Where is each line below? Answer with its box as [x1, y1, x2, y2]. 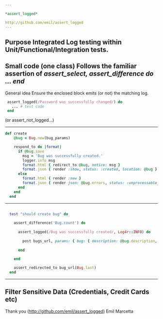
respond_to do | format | [14, 144, 62, 149]
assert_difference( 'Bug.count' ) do [14, 221, 86, 225]
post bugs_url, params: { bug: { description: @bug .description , [22, 239, 158, 243]
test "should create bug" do [9, 211, 68, 216]
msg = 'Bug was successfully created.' [22, 153, 103, 158]
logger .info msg [22, 158, 55, 163]
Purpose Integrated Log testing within [5, 38, 122, 46]
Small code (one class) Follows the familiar [5, 62, 137, 70]
